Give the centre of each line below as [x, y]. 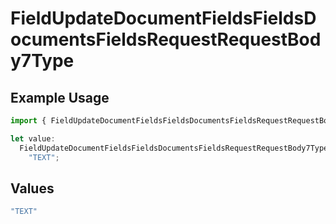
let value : [33, 138]
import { [28, 121]
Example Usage [60, 97]
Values [32, 188]
